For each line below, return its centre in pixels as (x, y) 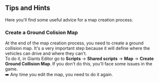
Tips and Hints (28, 8)
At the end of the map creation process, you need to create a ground (74, 43)
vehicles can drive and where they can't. (46, 54)
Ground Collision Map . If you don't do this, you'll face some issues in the (79, 64)
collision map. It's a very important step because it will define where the (78, 48)
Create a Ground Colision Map (42, 32)
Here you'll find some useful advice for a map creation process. (69, 20)
